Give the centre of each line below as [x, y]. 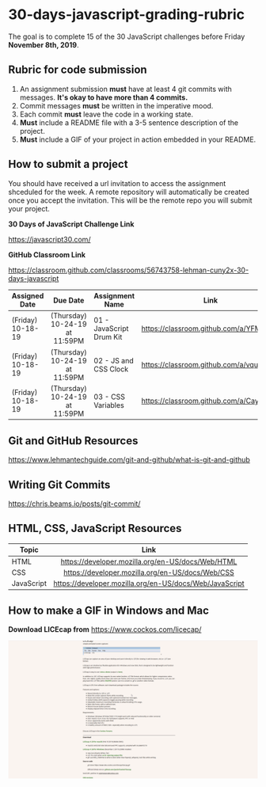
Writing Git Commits [59, 485]
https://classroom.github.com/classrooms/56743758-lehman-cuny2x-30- [129, 270]
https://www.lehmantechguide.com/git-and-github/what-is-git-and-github [129, 460]
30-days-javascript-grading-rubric [127, 15]
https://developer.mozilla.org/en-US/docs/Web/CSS [149, 572]
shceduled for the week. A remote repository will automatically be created [129, 192]
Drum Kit [108, 336]
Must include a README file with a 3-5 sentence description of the [129, 122]
